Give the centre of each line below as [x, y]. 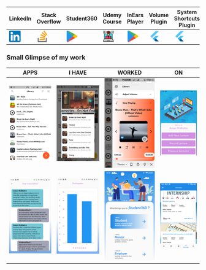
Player [135, 21]
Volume [159, 15]
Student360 [82, 18]
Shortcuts [187, 18]
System [187, 12]
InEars [135, 15]
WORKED [130, 73]
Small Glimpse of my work [46, 58]
